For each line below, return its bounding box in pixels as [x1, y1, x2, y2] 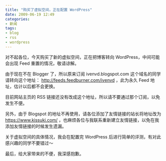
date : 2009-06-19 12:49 [5, 12, 55, 17]
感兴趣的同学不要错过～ [5, 140, 53, 146]
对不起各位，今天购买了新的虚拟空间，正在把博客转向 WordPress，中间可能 [5, 54, 160, 60]
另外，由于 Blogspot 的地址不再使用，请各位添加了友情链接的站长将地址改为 [5, 111, 162, 117]
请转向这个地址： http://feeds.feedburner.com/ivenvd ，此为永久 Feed [5, 77, 150, 83]
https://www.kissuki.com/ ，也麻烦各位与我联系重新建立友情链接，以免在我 [5, 117, 160, 123]
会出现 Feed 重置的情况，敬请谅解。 [5, 60, 79, 66]
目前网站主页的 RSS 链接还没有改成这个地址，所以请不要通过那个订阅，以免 [5, 94, 161, 100]
